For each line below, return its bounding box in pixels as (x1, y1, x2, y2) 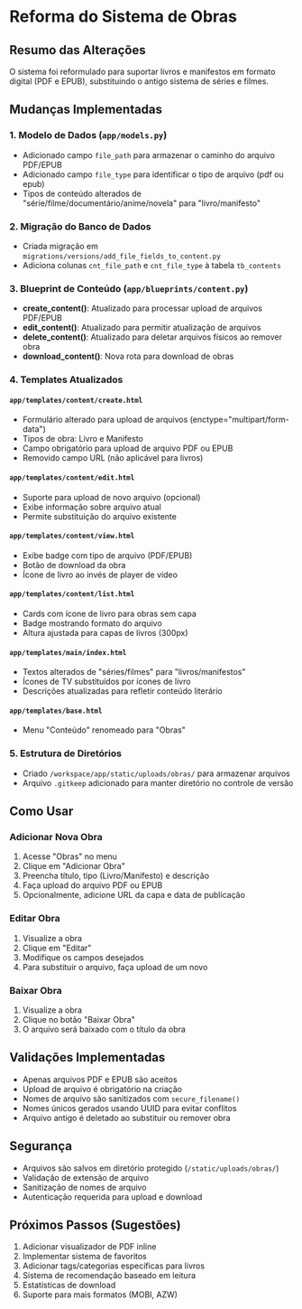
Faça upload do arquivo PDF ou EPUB (22, 880, 163, 891)
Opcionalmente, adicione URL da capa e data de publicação (22, 890, 246, 901)
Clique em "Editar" (22, 942, 92, 953)
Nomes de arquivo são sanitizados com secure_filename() (22, 1093, 241, 1104)
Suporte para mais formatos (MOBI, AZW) (22, 1289, 178, 1300)
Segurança (9, 1138, 72, 1154)
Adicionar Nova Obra (9, 831, 103, 844)
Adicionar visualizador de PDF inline (22, 1241, 157, 1252)
